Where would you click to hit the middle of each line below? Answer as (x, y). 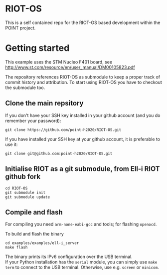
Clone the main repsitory (44, 103)
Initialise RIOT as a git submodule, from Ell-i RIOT (83, 169)
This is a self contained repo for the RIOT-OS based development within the (83, 22)
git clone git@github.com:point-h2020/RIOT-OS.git (59, 153)
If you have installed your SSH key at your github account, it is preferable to (83, 139)
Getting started (37, 48)
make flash (16, 247)
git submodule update (28, 197)
